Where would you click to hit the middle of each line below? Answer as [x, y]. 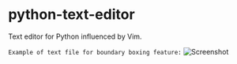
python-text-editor [72, 15]
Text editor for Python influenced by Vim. [75, 36]
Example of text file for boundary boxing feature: [95, 52]
